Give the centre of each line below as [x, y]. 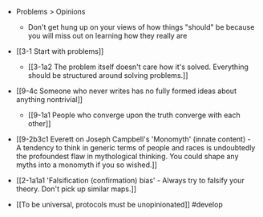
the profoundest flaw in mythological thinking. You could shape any [127, 156]
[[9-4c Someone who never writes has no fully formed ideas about [126, 91]
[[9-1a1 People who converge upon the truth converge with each [134, 115]
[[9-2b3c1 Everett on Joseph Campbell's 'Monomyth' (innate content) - [133, 139]
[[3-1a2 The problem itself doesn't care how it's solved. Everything [138, 67]
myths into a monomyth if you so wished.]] [87, 165]
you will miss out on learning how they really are [107, 36]
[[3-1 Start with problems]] [60, 51]
